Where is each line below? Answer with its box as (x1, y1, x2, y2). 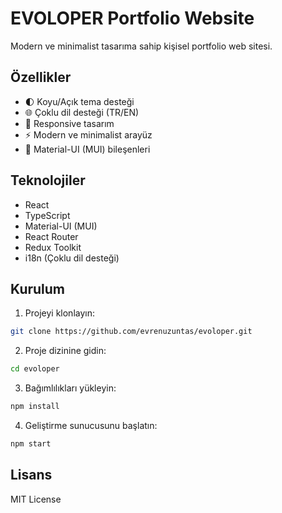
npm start (10, 439, 52, 449)
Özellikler (10, 69, 72, 86)
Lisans (10, 467, 53, 484)
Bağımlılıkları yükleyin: (24, 382, 117, 394)
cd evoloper (10, 364, 60, 374)
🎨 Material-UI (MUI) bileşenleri (24, 143, 151, 155)
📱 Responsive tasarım (24, 117, 115, 129)
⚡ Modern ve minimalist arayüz (24, 128, 153, 141)
